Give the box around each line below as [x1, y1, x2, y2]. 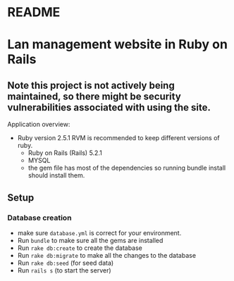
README [7, 4, 61, 20]
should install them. [27, 171, 85, 180]
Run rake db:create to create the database [17, 244, 143, 252]
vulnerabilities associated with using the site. [7, 101, 211, 113]
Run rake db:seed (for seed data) [17, 258, 114, 267]
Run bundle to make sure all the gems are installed [17, 236, 164, 244]
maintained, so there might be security [7, 90, 181, 102]
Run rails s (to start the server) [17, 266, 111, 275]
